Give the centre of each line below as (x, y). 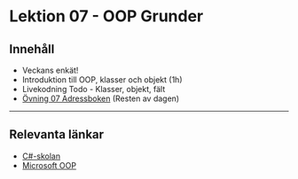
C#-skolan (41, 156)
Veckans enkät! (50, 70)
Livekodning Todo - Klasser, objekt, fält (94, 89)
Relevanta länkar (57, 135)
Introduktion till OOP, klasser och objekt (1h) (102, 80)
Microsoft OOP (49, 165)
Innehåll (32, 49)
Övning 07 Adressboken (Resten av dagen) (101, 98)
